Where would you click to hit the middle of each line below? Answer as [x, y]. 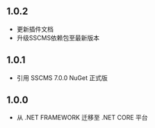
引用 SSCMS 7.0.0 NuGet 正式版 [62, 78]
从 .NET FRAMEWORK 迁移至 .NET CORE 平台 [82, 118]
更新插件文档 [35, 29]
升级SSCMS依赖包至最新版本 [58, 38]
